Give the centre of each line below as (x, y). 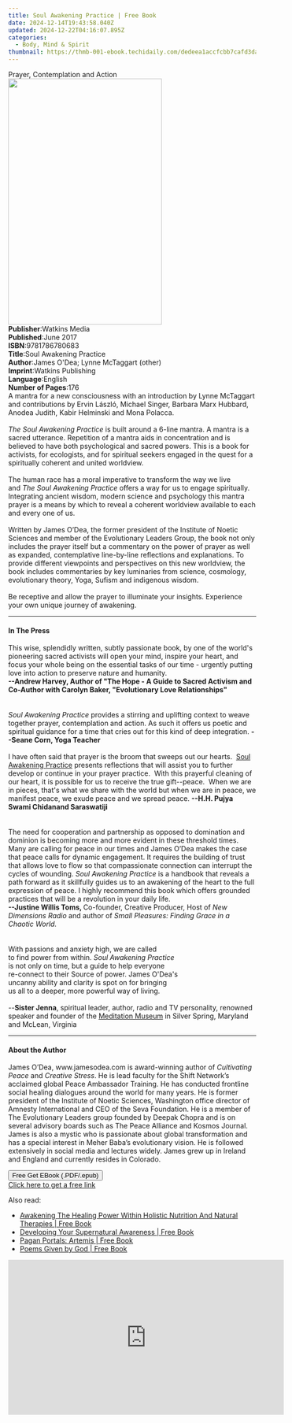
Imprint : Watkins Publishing (52, 371)
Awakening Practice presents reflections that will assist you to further (121, 765)
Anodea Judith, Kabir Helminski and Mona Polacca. (91, 413)
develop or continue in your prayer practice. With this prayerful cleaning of (130, 773)
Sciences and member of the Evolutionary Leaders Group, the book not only (132, 538)
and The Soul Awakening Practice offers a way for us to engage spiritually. (129, 488)
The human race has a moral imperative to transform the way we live (119, 480)
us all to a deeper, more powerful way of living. (84, 991)
